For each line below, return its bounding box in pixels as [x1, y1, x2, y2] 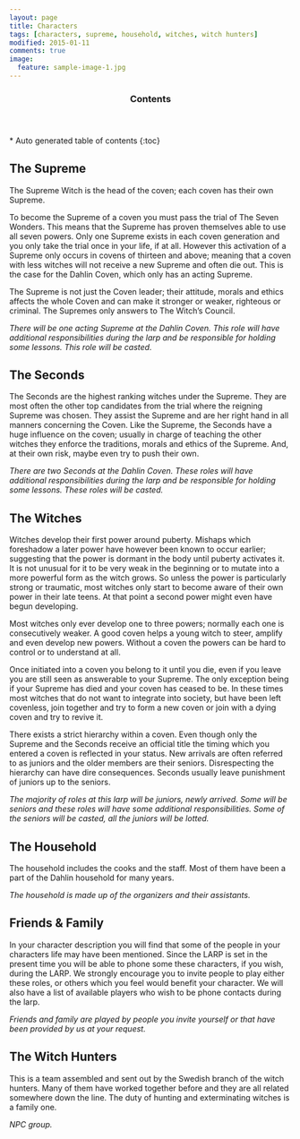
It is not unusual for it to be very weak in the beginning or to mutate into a [9, 563, 280, 574]
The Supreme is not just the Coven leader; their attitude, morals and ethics [9, 286, 284, 296]
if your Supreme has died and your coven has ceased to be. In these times [9, 683, 284, 694]
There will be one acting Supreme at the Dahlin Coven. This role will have [9, 322, 280, 333]
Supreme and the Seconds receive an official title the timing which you [9, 739, 270, 749]
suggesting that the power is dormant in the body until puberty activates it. [9, 553, 285, 564]
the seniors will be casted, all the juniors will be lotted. [9, 813, 210, 824]
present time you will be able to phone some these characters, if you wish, [9, 958, 284, 969]
